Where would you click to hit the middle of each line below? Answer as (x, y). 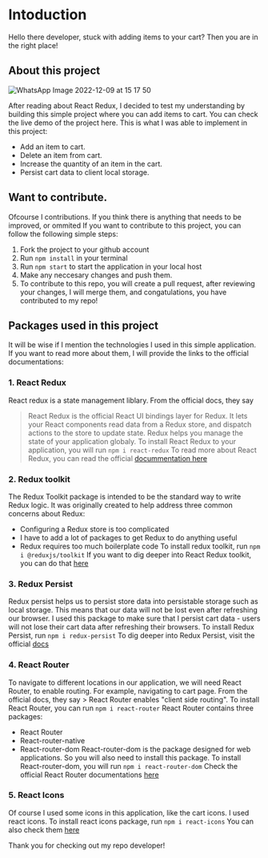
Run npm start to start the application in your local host (111, 266)
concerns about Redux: (47, 513)
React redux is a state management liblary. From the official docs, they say (131, 400)
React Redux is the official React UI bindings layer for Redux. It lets (138, 415)
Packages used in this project (83, 325)
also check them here (44, 830)
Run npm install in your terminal (74, 257)
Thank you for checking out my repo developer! (87, 845)
